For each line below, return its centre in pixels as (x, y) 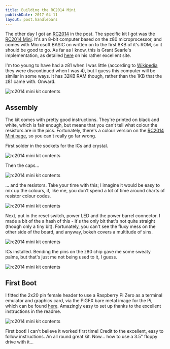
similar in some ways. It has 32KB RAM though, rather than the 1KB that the (84, 76)
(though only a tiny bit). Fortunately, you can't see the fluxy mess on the (80, 226)
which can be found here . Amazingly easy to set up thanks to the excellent (83, 306)
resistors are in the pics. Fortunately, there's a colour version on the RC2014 (84, 131)
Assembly (22, 107)
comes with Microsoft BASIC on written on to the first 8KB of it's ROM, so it (84, 45)
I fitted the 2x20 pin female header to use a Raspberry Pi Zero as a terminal (84, 295)
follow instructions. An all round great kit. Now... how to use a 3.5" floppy (81, 337)
